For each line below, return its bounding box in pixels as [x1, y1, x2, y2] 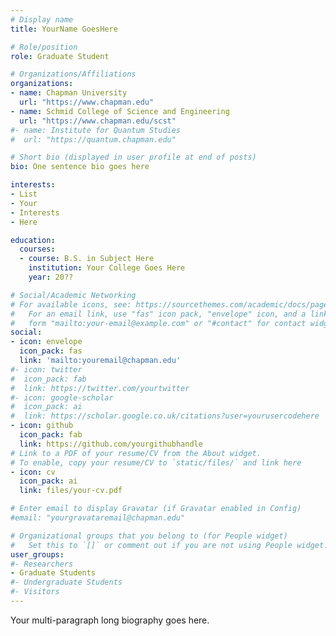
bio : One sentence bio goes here [10, 162, 150, 172]
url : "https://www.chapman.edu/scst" [19, 116, 177, 126]
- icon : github [10, 421, 74, 431]
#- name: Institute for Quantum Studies [10, 125, 182, 135]
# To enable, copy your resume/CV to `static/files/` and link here [10, 457, 302, 468]
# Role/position [10, 42, 78, 52]
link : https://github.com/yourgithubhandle [19, 439, 203, 449]
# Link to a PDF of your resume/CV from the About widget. [10, 448, 262, 458]
